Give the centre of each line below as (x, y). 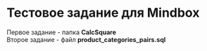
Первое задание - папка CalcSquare (62, 32)
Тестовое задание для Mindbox (103, 13)
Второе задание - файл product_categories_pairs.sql (86, 39)
